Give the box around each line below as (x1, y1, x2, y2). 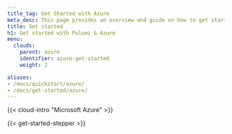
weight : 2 (19, 61, 48, 68)
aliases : (7, 74, 32, 81)
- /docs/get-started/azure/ (7, 87, 88, 94)
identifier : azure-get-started (19, 55, 110, 62)
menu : (7, 36, 23, 43)
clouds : (13, 42, 36, 49)
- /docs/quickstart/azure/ (7, 80, 85, 87)
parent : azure (19, 49, 60, 56)
